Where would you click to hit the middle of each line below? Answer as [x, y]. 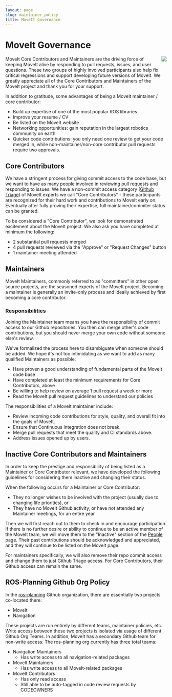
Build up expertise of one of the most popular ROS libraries [75, 112]
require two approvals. [36, 150]
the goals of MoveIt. [34, 422]
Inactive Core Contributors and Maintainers [76, 454]
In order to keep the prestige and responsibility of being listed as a [75, 467]
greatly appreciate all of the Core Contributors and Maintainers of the [78, 81]
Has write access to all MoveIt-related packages [71, 668]
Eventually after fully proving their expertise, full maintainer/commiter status [85, 206]
